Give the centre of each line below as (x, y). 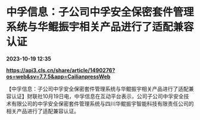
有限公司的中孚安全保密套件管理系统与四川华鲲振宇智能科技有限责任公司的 (102, 103)
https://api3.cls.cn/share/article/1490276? (61, 70)
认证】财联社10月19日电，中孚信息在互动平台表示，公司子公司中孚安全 (97, 96)
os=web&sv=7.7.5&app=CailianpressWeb (58, 76)
